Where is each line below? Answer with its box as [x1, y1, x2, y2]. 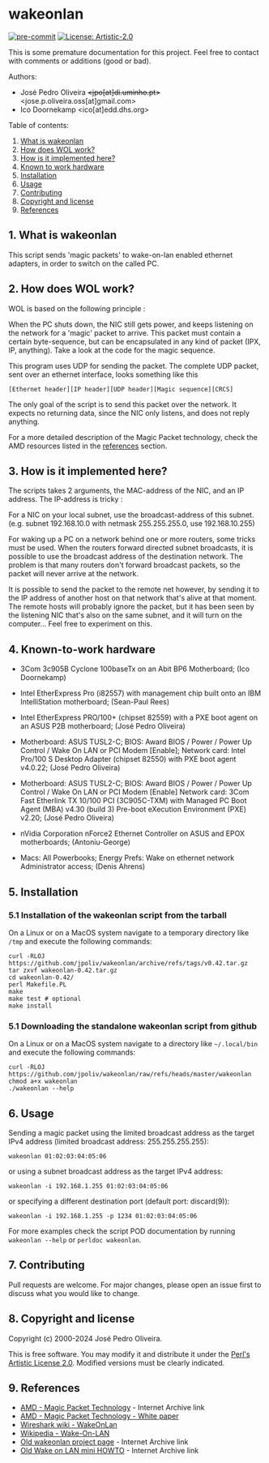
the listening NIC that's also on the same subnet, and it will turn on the [8, 610, 243, 620]
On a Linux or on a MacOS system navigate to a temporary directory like [8, 927, 250, 937]
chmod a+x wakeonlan [8, 1077, 79, 1086]
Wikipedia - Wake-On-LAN [19, 1428, 110, 1439]
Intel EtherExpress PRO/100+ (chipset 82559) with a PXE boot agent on [19, 712, 258, 722]
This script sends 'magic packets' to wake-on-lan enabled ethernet [8, 250, 233, 259]
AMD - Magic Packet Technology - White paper [19, 1411, 179, 1421]
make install [8, 1002, 53, 1010]
